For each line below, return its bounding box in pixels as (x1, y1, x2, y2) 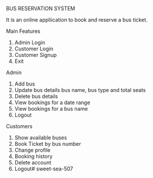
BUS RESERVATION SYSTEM (6, 5, 75, 12)
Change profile (14, 146, 51, 153)
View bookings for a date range (14, 99, 91, 106)
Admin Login (14, 39, 46, 46)
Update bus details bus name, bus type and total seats (14, 87, 146, 93)
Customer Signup (14, 52, 57, 58)
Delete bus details (14, 93, 58, 100)
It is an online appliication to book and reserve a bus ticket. (6, 16, 148, 23)
